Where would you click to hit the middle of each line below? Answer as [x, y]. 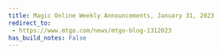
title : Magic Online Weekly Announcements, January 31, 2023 [111, 15]
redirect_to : [30, 23]
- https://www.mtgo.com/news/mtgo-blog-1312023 [92, 30]
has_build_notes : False [48, 38]
